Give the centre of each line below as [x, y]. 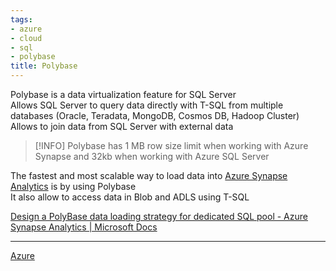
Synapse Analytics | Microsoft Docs [84, 227]
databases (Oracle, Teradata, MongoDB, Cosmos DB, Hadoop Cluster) [155, 115]
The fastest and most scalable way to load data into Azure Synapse [149, 175]
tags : [21, 19]
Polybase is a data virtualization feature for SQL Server [123, 94]
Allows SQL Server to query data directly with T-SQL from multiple [147, 105]
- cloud [26, 38]
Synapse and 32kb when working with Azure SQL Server [152, 156]
